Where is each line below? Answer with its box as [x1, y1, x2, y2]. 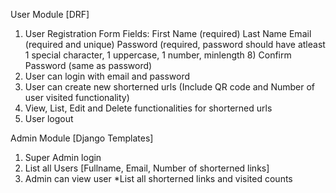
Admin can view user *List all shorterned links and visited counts [24, 173, 293, 184]
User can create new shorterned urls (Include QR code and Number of [24, 81, 316, 93]
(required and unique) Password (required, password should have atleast [24, 39, 326, 50]
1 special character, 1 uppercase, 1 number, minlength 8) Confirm [24, 49, 292, 61]
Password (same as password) [24, 60, 153, 71]
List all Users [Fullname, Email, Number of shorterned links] [24, 162, 270, 174]
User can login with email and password [24, 70, 191, 82]
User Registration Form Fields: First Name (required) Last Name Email [24, 28, 312, 39]
